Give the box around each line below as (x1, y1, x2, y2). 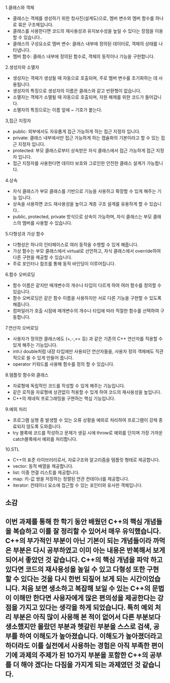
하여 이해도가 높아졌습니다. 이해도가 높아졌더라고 (19, 632, 162, 640)
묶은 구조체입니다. (18, 22, 54, 27)
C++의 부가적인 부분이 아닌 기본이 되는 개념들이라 (5, 536, 152, 545)
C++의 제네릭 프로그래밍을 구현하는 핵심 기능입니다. (12, 396, 116, 401)
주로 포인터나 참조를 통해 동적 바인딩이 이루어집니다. (12, 261, 116, 266)
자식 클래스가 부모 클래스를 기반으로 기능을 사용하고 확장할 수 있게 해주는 (12, 188, 156, 194)
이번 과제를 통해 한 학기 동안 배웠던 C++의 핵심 (5, 517, 143, 526)
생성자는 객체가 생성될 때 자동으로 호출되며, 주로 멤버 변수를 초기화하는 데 (12, 75, 158, 81)
